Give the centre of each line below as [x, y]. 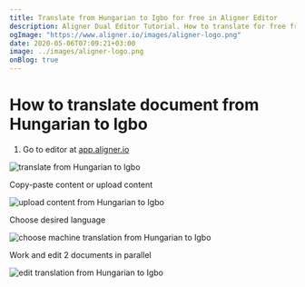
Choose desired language [58, 220]
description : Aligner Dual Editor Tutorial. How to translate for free [148, 26]
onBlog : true [34, 60]
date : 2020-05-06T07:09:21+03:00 [73, 43]
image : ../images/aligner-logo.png [77, 52]
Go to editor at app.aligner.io [76, 149]
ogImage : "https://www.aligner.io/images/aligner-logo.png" [126, 35]
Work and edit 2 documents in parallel [80, 254]
